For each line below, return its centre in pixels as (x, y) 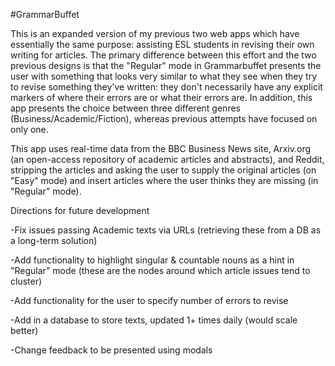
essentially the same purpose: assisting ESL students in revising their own (162, 44)
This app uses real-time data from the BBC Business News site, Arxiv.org (161, 148)
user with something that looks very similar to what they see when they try (163, 76)
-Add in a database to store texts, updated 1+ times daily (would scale (154, 320)
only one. (29, 129)
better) (24, 330)
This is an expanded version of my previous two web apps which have (155, 33)
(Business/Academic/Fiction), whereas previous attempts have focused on (164, 118)
